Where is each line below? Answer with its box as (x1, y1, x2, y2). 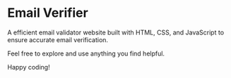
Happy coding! (7, 63, 51, 71)
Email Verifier (7, 5, 88, 21)
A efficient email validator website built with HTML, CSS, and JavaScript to (7, 28, 225, 37)
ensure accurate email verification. (7, 35, 108, 44)
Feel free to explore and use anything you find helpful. (7, 49, 165, 58)
